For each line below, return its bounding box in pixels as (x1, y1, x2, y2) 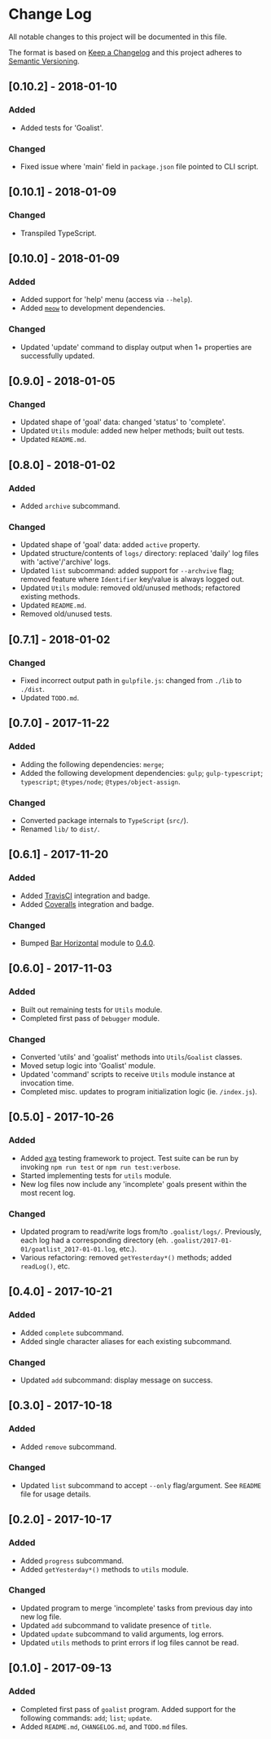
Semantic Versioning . (8, 56, 80, 66)
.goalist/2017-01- (170, 1237, 233, 1245)
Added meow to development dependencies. (20, 303, 166, 313)
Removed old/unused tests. (20, 609, 112, 619)
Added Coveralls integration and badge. (20, 899, 155, 909)
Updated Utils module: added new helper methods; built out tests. (20, 426, 245, 436)
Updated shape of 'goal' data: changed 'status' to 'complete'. (20, 417, 226, 427)
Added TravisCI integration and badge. (20, 891, 151, 900)
